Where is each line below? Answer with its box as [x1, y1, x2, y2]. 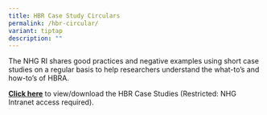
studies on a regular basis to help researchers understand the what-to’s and [8, 65, 260, 75]
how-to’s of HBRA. [8, 73, 70, 83]
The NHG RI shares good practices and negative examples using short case [8, 56, 260, 66]
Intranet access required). [8, 97, 94, 107]
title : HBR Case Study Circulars [8, 11, 121, 20]
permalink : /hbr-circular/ [8, 19, 99, 27]
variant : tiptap [8, 27, 63, 35]
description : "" [8, 34, 63, 43]
